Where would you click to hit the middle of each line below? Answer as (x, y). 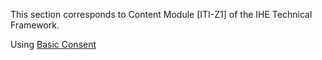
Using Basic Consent (53, 44)
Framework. (35, 25)
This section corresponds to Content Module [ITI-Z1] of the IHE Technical (161, 14)
